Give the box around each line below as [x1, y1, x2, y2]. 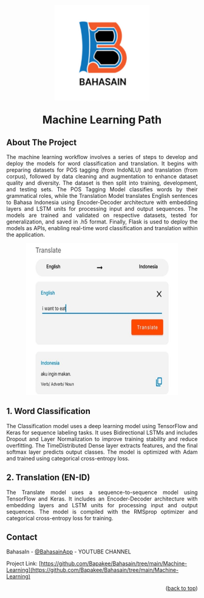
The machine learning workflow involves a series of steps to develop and [6, 153, 198, 160]
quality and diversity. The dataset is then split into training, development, [6, 179, 198, 186]
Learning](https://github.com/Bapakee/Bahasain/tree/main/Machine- [6, 566, 179, 574]
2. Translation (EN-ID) [6, 473, 90, 483]
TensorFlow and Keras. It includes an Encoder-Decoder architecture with [6, 495, 198, 502]
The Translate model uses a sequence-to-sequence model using [6, 488, 198, 496]
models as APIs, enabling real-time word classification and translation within [6, 225, 198, 231]
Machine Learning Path [42, 113, 162, 127]
